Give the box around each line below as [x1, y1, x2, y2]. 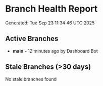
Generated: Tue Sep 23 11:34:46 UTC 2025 [5, 20, 95, 26]
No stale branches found [5, 76, 57, 82]
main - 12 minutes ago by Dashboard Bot [12, 48, 98, 54]
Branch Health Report [5, 3, 98, 15]
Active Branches [5, 34, 59, 43]
